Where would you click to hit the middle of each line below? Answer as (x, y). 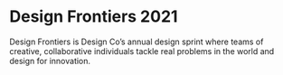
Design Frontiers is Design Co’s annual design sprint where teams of (137, 42)
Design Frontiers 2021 (94, 17)
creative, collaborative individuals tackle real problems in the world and (142, 51)
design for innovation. (50, 61)
